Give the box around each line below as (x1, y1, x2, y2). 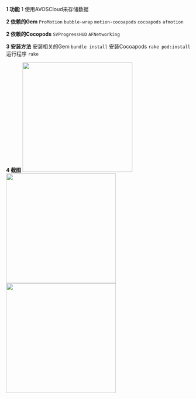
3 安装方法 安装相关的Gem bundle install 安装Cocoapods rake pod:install (6, 43, 191, 50)
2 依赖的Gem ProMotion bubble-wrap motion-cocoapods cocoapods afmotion (6, 18, 184, 25)
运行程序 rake (6, 50, 39, 57)
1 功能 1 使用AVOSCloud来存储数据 (6, 6, 89, 12)
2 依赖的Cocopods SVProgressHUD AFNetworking (6, 30, 120, 37)
